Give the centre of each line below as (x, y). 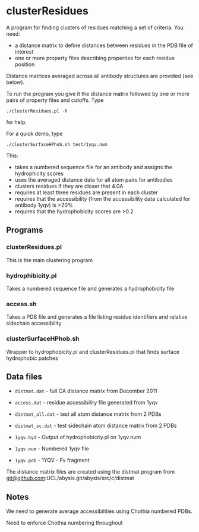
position (25, 64)
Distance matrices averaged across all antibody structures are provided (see (100, 76)
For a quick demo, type (34, 133)
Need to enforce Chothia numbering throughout (64, 523)
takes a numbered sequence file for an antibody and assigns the (94, 167)
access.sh (21, 304)
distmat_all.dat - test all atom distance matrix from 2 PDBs (88, 414)
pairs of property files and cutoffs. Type (55, 100)
